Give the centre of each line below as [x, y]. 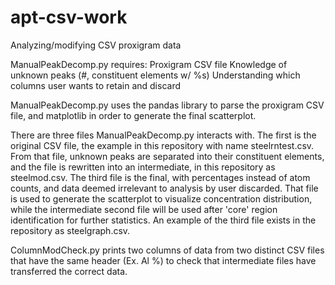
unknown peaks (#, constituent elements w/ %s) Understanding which [155, 75]
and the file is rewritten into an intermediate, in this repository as [143, 167]
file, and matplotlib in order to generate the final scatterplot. [133, 115]
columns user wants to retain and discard [96, 85]
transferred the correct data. [69, 271]
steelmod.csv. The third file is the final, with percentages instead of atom [160, 177]
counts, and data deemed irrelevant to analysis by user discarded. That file [164, 188]
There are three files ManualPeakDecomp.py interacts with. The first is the [163, 135]
